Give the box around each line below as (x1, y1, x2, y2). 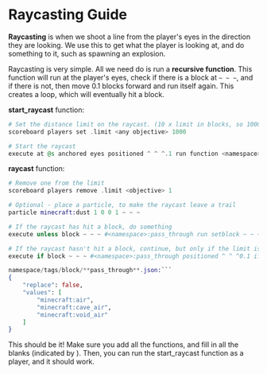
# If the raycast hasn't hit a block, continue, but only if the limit (8, 244, 250, 252)
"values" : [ (22, 289, 62, 297)
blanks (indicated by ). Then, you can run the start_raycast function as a (8, 349, 244, 358)
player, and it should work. (8, 356, 95, 367)
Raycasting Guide (8, 6, 128, 24)
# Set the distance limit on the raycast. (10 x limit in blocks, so (8, 120, 244, 128)
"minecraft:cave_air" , (37, 303, 112, 311)
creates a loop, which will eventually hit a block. (8, 89, 164, 99)
